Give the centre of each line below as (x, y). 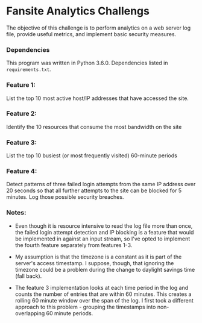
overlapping (30, 313)
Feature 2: (22, 114)
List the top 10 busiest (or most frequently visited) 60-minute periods (92, 155)
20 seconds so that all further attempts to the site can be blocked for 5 (94, 190)
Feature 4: (22, 171)
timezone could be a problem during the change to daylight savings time (105, 269)
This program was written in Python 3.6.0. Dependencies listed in (87, 63)
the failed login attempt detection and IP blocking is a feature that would (104, 232)
